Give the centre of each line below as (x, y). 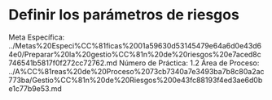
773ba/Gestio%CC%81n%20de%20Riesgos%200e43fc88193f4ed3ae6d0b (136, 80)
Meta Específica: (37, 37)
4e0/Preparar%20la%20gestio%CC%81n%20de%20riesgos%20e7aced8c (135, 54)
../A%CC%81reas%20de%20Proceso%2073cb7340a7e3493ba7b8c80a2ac (136, 71)
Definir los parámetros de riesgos (124, 15)
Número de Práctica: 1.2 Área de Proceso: (189, 63)
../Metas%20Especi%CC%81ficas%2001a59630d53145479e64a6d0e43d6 (135, 45)
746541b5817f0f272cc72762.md (63, 63)
